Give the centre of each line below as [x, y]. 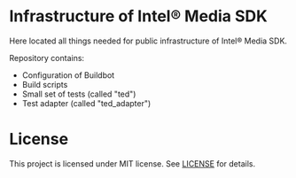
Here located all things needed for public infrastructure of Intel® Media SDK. [148, 41]
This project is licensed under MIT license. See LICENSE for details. [132, 163]
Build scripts [45, 84]
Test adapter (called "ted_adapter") [86, 103]
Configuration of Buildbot [68, 75]
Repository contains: [47, 58]
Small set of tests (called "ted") [79, 94]
